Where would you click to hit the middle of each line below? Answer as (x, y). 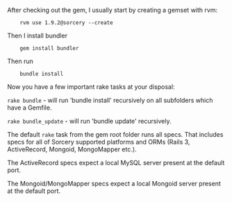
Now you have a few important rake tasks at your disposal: (91, 87)
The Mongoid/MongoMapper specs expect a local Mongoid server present (114, 184)
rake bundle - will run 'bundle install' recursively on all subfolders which (110, 100)
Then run (20, 61)
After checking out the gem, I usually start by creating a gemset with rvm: (112, 10)
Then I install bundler (38, 35)
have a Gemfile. (30, 108)
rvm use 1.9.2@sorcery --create (66, 23)
